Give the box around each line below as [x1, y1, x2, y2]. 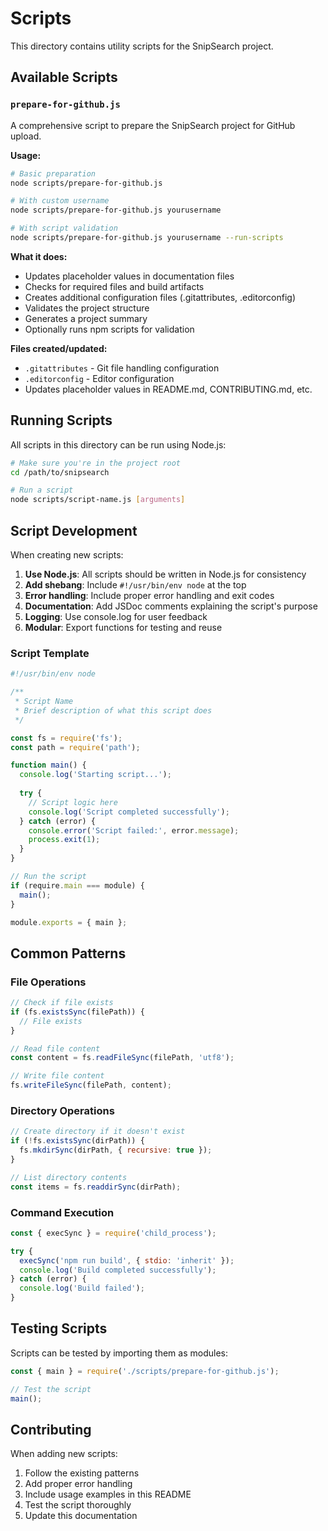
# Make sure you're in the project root [10, 458, 182, 468]
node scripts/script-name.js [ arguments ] [10, 495, 186, 505]
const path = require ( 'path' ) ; [10, 742, 141, 752]
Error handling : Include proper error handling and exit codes [24, 590, 275, 601]
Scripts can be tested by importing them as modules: [10, 1347, 228, 1359]
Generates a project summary [24, 312, 148, 324]
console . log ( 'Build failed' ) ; [19, 1283, 145, 1294]
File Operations [10, 975, 87, 989]
